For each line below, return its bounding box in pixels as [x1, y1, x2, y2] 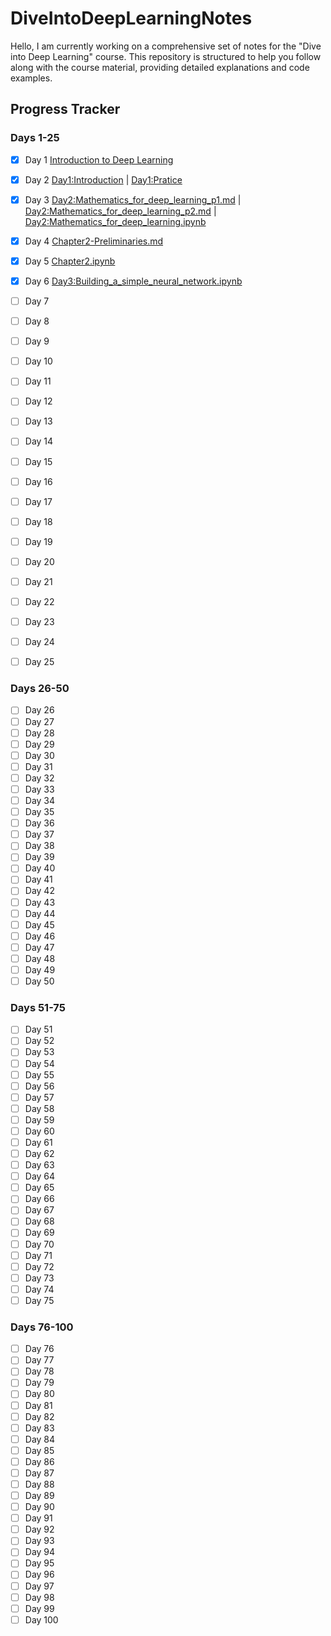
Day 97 [24, 1580, 55, 1592]
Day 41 [24, 873, 53, 886]
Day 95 [24, 1557, 55, 1569]
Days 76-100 [10, 1320, 74, 1334]
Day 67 [24, 1204, 55, 1216]
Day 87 [24, 1467, 55, 1479]
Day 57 [24, 1091, 55, 1103]
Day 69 [24, 1227, 55, 1239]
